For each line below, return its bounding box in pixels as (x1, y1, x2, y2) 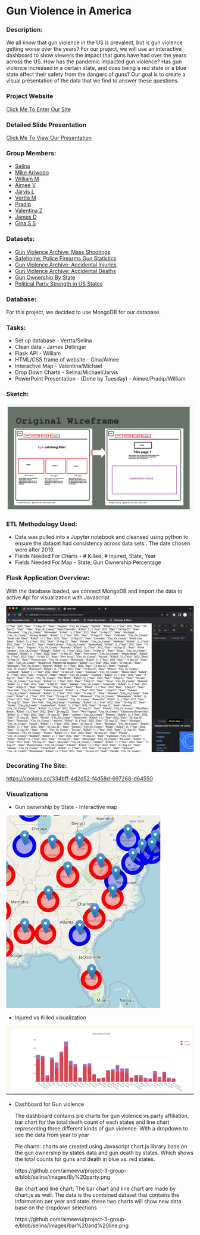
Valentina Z (14, 207, 43, 214)
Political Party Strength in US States (14, 280, 103, 287)
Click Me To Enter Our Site (6, 106, 71, 113)
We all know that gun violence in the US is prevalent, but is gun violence (6, 39, 183, 46)
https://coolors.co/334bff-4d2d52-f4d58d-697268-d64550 (6, 775, 153, 782)
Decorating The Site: (6, 761, 67, 770)
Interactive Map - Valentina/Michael (14, 363, 103, 370)
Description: (6, 26, 43, 34)
